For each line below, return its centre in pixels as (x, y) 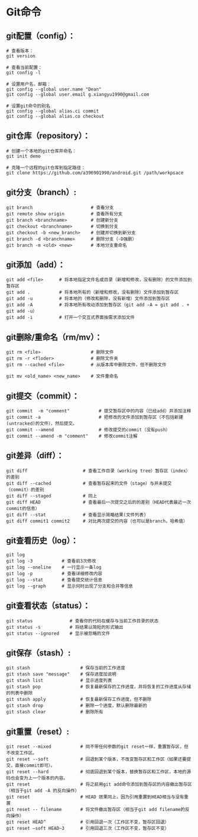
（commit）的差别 (25, 489)
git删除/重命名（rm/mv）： (54, 337)
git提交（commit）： (43, 396)
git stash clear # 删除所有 (55, 712)
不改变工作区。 (22, 753)
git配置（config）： (41, 36)
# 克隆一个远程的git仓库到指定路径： (46, 167)
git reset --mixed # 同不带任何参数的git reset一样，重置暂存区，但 (98, 747)
